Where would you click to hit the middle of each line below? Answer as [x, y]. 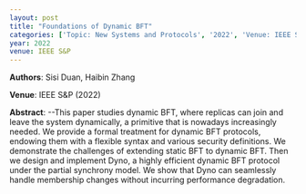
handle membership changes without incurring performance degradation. [148, 180]
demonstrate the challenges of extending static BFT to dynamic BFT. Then [149, 151]
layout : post [34, 18]
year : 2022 [30, 43]
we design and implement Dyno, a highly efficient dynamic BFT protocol [145, 160]
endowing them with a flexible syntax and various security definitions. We [148, 141]
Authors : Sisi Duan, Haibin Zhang [72, 77]
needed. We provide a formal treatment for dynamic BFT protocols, [135, 131]
